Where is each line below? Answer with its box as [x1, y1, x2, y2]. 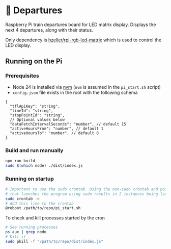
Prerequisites [5, 72, 39, 80]
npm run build [5, 158, 36, 163]
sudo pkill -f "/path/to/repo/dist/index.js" [5, 239, 103, 244]
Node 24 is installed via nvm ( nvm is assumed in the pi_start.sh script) [12, 84, 161, 90]
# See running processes [5, 225, 58, 230]
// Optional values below [10, 117, 65, 122]
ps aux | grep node [5, 230, 47, 235]
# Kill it [5, 234, 26, 239]
